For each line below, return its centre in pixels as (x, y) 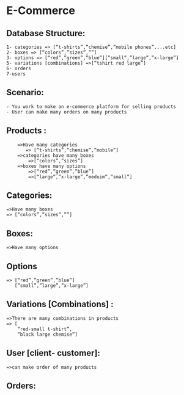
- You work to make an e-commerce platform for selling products (91, 107)
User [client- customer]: (53, 353)
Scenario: (25, 92)
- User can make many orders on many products (67, 112)
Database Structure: (46, 33)
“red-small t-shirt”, (45, 329)
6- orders (19, 68)
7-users (16, 74)
